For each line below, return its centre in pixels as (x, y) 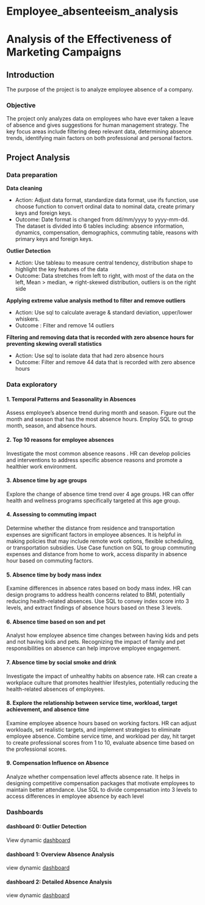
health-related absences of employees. (56, 689)
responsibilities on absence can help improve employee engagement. (94, 648)
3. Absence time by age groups (47, 480)
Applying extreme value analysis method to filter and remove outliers (96, 300)
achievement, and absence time (48, 709)
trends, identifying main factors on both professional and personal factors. (100, 138)
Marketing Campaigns (64, 52)
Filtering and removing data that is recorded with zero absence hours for (100, 337)
